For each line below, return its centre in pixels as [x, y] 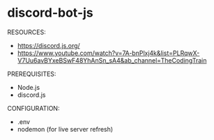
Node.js [29, 87]
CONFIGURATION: [33, 108]
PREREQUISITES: [32, 74]
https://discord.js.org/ [48, 45]
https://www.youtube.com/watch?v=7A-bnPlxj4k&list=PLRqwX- [108, 53]
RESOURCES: [27, 32]
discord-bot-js [51, 13]
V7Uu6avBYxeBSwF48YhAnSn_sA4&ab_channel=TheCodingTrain [112, 60]
